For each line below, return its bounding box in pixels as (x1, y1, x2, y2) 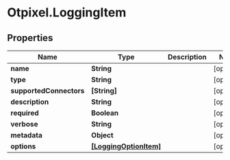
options (10, 142, 36, 151)
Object (91, 131, 114, 139)
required (10, 108, 39, 118)
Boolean (91, 108, 119, 118)
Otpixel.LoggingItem (7, 5, 127, 21)
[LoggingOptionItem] (91, 142, 162, 151)
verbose (10, 120, 38, 129)
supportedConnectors (10, 86, 85, 95)
